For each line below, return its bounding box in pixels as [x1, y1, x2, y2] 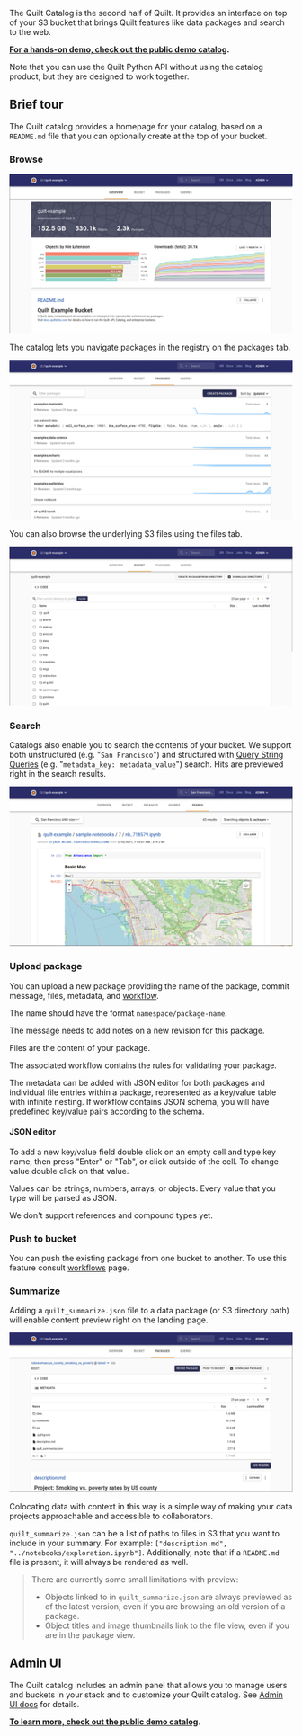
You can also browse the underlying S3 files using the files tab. [9, 528, 243, 539]
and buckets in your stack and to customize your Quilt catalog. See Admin [9, 1689, 283, 1700]
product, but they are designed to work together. [9, 71, 190, 82]
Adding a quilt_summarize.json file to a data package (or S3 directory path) [9, 1305, 290, 1316]
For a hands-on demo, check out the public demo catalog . [9, 44, 230, 55]
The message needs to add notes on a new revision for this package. [9, 1025, 265, 1036]
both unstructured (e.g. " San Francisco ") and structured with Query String [9, 750, 284, 761]
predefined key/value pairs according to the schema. [9, 1106, 205, 1117]
